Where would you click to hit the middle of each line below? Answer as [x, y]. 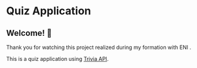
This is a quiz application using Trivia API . [57, 59]
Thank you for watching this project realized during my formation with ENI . [99, 47]
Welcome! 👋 [29, 33]
